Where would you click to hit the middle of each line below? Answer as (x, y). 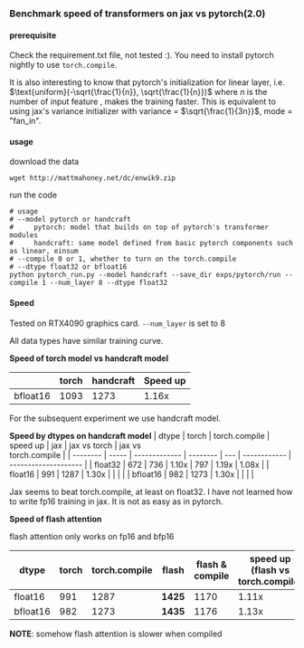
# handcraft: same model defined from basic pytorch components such (152, 243)
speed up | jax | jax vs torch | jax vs (76, 445)
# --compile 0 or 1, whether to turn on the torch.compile (123, 259)
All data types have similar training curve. (86, 340)
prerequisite (33, 35)
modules (24, 235)
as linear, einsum (44, 252)
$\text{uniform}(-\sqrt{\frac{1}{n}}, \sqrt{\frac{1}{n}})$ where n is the (138, 92)
